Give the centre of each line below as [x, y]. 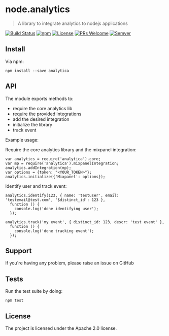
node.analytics [38, 9]
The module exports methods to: [39, 98]
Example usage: [22, 140]
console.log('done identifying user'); [57, 209]
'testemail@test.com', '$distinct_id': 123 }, [55, 200]
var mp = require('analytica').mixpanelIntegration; [62, 163]
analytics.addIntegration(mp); [38, 168]
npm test [14, 300]
